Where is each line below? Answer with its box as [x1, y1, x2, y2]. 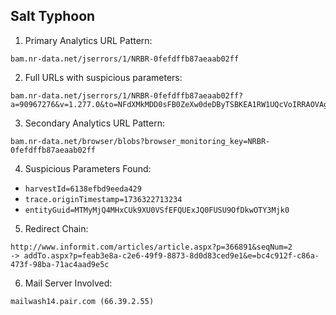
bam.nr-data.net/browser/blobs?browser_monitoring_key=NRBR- [10, 136, 271, 146]
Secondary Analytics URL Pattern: [24, 117, 166, 129]
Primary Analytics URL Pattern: [24, 34, 153, 46]
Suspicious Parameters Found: [24, 162, 152, 174]
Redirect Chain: [24, 222, 89, 234]
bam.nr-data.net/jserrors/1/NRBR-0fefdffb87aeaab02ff [10, 54, 240, 64]
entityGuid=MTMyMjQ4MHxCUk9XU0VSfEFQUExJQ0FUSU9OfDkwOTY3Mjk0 [24, 205, 290, 215]
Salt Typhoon [10, 8, 96, 25]
